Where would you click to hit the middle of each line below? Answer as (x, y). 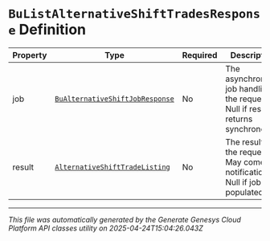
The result (244, 141)
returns (239, 119)
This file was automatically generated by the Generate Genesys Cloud (125, 219)
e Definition (47, 30)
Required (200, 55)
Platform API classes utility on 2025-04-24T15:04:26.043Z (106, 228)
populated (244, 192)
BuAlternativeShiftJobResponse (115, 98)
